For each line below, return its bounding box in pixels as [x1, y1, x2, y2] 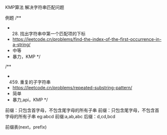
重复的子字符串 [19, 79, 51, 85]
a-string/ [12, 42, 31, 47]
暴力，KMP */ [12, 54, 41, 60]
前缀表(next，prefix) [5, 124, 47, 130]
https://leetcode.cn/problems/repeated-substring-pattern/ [12, 85, 133, 90]
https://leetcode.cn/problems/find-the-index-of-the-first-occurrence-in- [12, 36, 162, 42]
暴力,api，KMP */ [12, 97, 48, 103]
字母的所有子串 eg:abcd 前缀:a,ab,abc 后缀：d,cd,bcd [5, 114, 116, 119]
